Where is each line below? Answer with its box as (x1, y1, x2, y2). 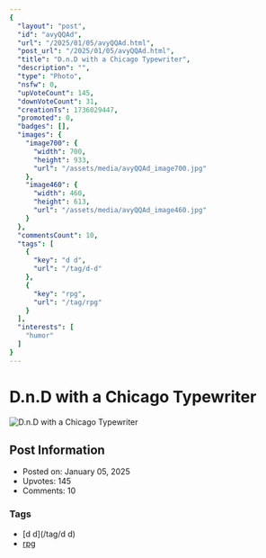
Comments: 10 (22, 485, 76, 496)
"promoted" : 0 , (17, 113, 75, 122)
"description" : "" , (17, 64, 91, 73)
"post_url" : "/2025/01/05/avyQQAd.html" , (17, 47, 175, 56)
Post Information (9, 442, 105, 457)
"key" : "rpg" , (32, 289, 87, 298)
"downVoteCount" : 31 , (17, 96, 99, 106)
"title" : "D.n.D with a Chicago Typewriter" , (17, 55, 191, 64)
